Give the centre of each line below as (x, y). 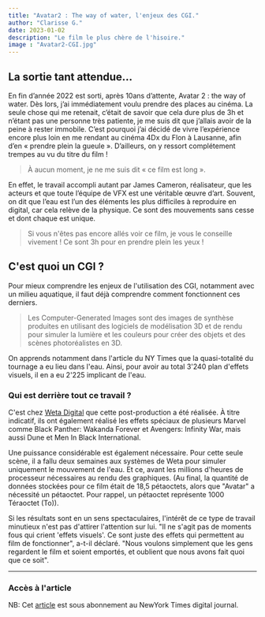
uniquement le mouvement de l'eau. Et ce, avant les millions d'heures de (126, 470)
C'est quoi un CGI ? (56, 267)
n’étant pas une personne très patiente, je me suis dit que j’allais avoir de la (130, 121)
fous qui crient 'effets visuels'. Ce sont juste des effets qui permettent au (126, 535)
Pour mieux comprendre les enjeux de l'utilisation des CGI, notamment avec (131, 285)
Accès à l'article (40, 588)
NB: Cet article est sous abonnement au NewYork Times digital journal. (123, 605)
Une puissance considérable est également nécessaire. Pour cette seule (126, 453)
